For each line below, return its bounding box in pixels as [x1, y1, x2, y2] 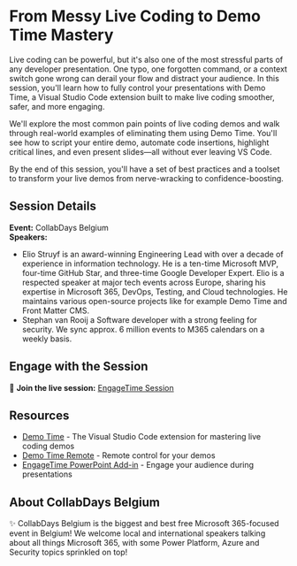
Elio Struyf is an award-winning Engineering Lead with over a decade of [21, 249, 285, 259]
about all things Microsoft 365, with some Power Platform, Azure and [9, 538, 260, 548]
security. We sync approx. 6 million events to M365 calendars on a [21, 324, 265, 334]
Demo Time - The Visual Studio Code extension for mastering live [21, 432, 262, 442]
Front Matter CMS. [21, 305, 90, 316]
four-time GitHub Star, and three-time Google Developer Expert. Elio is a [21, 267, 285, 278]
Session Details [9, 199, 97, 214]
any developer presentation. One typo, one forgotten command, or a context [9, 64, 287, 74]
